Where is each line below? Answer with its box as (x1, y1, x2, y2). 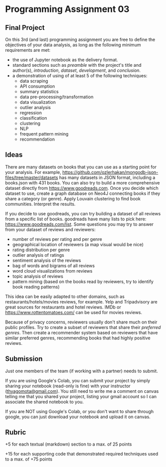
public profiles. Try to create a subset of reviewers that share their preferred (5, 324, 161, 330)
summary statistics (19, 89, 59, 94)
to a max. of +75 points (5, 456, 53, 462)
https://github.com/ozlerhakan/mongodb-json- (62, 169, 159, 175)
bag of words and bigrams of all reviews (12, 263, 95, 269)
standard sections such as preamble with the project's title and (12, 62, 142, 68)
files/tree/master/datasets (5, 174, 58, 180)
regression (19, 110, 42, 116)
